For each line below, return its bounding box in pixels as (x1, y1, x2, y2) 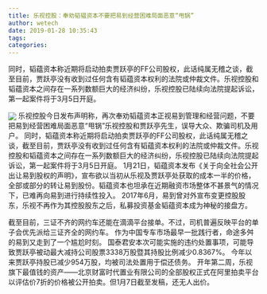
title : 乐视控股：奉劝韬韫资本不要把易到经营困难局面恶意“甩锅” (8, 11, 195, 20)
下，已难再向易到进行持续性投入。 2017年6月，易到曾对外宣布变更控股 (8, 190, 239, 200)
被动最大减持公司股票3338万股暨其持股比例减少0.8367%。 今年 (35, 248, 246, 257)
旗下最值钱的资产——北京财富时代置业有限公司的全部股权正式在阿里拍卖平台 (8, 268, 259, 277)
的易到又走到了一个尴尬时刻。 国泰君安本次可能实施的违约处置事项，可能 (8, 237, 247, 247)
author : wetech (8, 19, 59, 27)
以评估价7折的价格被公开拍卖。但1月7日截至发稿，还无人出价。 (8, 277, 215, 287)
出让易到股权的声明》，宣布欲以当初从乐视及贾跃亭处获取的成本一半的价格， (8, 171, 256, 180)
